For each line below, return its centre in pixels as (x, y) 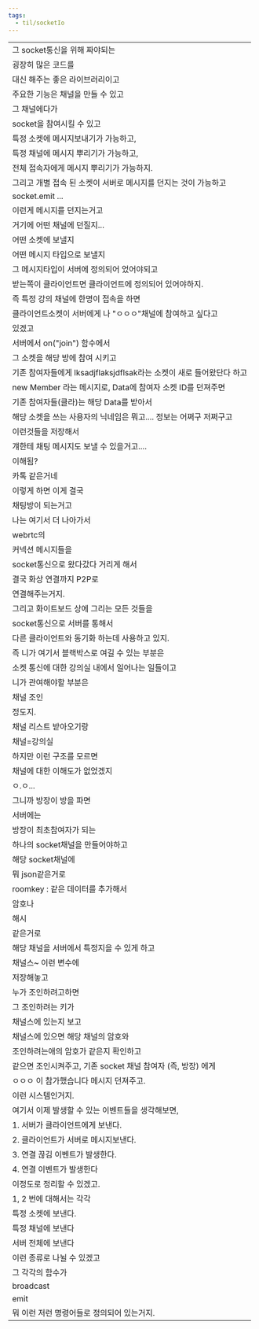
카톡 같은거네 (35, 475)
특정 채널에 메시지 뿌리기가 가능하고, (75, 153)
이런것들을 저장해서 (46, 431)
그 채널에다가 (35, 109)
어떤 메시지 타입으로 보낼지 (59, 254)
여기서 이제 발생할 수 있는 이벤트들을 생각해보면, (95, 1110)
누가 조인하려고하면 (46, 992)
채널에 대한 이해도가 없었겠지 (62, 770)
